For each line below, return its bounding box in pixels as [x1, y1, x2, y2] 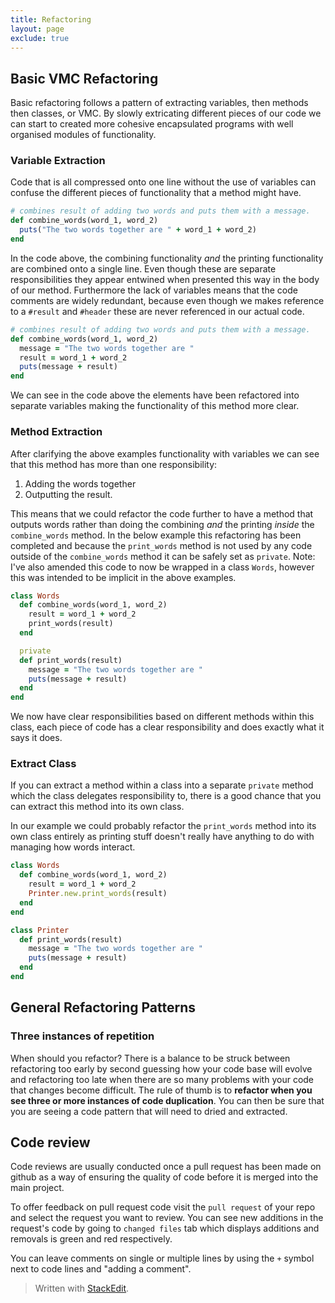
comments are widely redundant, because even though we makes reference [10, 294, 325, 306]
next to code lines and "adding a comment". [10, 1263, 192, 1275]
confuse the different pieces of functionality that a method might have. [10, 187, 302, 199]
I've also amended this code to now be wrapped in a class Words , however [10, 561, 315, 573]
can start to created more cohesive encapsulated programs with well [10, 118, 294, 130]
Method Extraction [10, 425, 103, 439]
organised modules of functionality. [10, 129, 157, 141]
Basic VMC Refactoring [10, 70, 159, 87]
